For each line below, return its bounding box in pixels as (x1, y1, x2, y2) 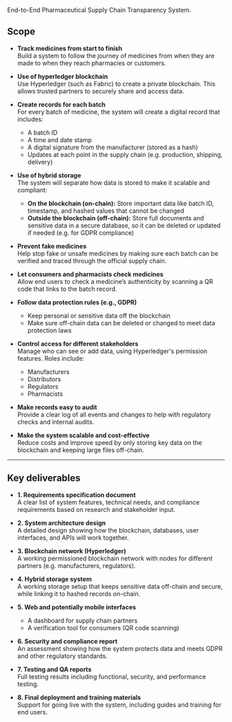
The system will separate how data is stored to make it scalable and (17, 178, 211, 187)
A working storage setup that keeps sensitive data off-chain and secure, (17, 582, 223, 590)
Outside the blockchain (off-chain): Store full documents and (27, 213, 204, 222)
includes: (17, 115, 43, 123)
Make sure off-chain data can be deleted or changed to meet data (27, 319, 215, 327)
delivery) (27, 158, 53, 166)
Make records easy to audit (17, 403, 97, 411)
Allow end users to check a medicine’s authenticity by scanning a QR (17, 277, 213, 285)
